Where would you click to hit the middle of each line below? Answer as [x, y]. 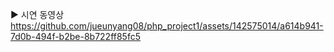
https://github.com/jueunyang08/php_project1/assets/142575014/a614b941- [167, 26]
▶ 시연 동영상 [37, 14]
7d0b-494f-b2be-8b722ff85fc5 [75, 36]
